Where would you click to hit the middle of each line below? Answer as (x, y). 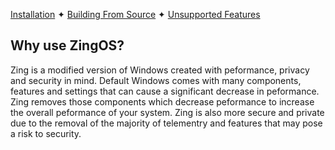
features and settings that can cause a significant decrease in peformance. (165, 91)
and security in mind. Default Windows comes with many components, (156, 80)
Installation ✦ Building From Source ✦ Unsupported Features (135, 14)
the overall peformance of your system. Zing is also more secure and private (167, 112)
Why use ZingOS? (67, 45)
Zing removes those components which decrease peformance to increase (162, 101)
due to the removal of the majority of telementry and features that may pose (166, 123)
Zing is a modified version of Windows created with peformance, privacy (160, 70)
